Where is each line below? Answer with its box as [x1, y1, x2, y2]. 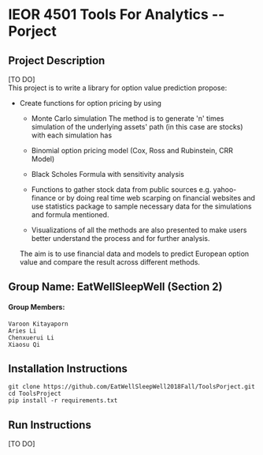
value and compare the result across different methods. [19, 258, 201, 266]
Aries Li [8, 326, 37, 335]
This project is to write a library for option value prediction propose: [8, 83, 228, 92]
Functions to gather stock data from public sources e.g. [31, 185, 212, 194]
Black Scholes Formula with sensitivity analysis [31, 170, 185, 179]
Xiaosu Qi [8, 340, 41, 348]
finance [31, 194, 57, 202]
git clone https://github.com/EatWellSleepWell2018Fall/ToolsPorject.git [8, 383, 256, 391]
